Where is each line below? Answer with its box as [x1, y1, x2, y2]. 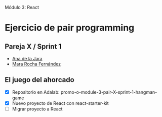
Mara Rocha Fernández [12, 61, 61, 67]
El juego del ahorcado [5, 75, 74, 84]
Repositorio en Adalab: [12, 89, 60, 95]
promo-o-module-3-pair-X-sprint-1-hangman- [60, 89, 157, 95]
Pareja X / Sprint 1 [5, 42, 62, 51]
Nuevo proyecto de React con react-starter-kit [12, 100, 109, 106]
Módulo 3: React [5, 5, 39, 10]
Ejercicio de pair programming [5, 22, 135, 33]
